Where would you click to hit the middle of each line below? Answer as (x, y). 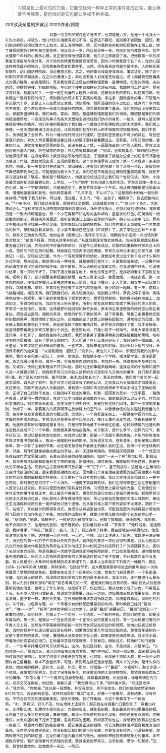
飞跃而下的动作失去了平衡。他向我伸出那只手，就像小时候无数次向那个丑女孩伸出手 (81, 514)
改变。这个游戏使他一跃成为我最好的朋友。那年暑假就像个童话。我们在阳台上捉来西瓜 (86, 109)
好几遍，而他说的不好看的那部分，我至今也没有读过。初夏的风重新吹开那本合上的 (90, 246)
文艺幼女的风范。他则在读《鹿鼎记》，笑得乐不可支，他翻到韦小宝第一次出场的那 (89, 235)
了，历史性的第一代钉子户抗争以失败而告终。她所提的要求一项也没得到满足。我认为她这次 (83, 541)
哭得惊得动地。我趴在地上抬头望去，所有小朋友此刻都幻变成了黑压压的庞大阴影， (90, 304)
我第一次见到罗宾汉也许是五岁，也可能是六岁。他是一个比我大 (103, 35)
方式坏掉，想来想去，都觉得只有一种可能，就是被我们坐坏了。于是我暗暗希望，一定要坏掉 (83, 261)
